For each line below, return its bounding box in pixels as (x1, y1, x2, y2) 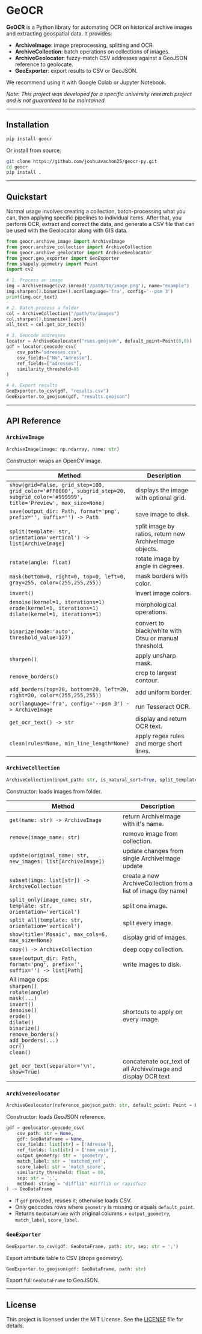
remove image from (123, 829, 179, 837)
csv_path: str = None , (17, 1130, 74, 1136)
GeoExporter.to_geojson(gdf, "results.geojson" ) (6, 394, 130, 400)
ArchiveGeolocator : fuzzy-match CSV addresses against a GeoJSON (14, 54, 188, 61)
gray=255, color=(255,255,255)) (9, 579, 102, 586)
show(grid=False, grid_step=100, (9, 482, 105, 488)
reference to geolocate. (14, 61, 73, 68)
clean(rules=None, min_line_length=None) (9, 740, 130, 747)
